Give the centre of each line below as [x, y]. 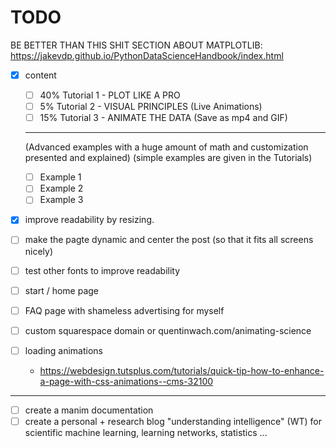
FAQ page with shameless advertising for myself [124, 310]
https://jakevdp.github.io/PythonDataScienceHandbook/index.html [147, 55]
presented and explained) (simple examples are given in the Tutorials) [168, 158]
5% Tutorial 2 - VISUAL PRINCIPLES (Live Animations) [151, 107]
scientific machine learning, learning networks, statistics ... [146, 432]
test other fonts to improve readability [102, 270]
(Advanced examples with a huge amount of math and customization [166, 147]
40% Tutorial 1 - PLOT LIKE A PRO [110, 95]
